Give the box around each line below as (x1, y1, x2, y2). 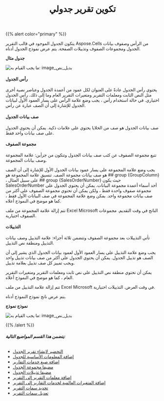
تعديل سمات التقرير (12, 390, 49, 396)
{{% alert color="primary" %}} (5, 31, 67, 37)
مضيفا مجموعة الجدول (12, 364, 54, 370)
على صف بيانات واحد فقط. (5, 130, 54, 136)
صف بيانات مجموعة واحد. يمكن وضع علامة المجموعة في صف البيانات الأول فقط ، (5, 193, 153, 199)
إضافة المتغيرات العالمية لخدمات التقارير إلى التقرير (12, 380, 106, 386)
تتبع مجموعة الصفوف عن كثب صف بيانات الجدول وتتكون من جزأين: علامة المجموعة (5, 152, 157, 158)
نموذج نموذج (5, 303, 28, 309)
